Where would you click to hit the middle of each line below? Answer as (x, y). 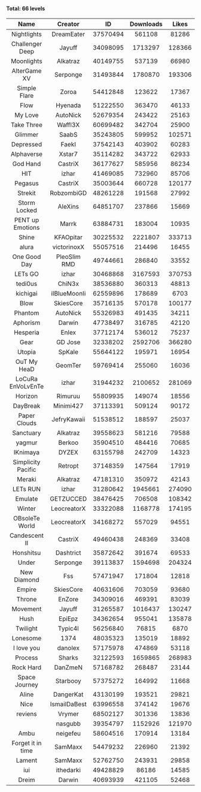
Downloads (146, 24)
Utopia (26, 352)
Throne (27, 600)
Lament (27, 760)
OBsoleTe (26, 519)
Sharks (68, 658)
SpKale (68, 352)
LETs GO (26, 274)
